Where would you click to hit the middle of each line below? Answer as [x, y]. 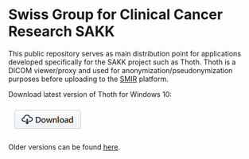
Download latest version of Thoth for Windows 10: [90, 94]
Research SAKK [62, 31]
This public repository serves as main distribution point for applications [124, 53]
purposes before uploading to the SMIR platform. [88, 79]
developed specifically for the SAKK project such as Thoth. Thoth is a [122, 62]
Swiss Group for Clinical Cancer [116, 15]
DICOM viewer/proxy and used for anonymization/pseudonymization [121, 70]
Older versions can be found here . [64, 147]
